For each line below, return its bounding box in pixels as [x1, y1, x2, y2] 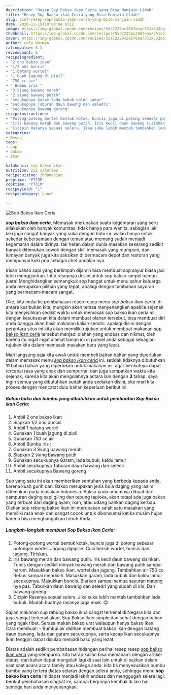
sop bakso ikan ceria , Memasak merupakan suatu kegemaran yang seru [6, 219, 158, 226]
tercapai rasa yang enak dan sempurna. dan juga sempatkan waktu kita [6, 368, 155, 374]
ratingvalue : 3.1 [6, 45, 43, 50]
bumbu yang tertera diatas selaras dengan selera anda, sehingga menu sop [6, 668, 164, 674]
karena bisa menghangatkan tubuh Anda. [6, 515, 92, 521]
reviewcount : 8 [6, 50, 38, 55]
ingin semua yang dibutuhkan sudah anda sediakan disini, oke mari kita [6, 378, 155, 385]
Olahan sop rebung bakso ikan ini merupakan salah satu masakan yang [6, 504, 155, 511]
